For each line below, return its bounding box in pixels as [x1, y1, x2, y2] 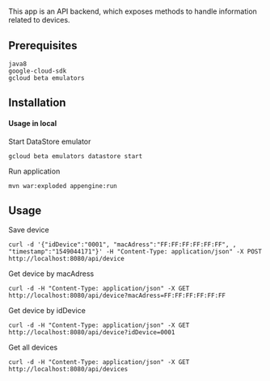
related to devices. [8, 15, 70, 25]
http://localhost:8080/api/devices [8, 366, 129, 374]
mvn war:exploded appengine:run [8, 182, 117, 190]
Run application [8, 166, 61, 176]
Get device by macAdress [8, 269, 95, 278]
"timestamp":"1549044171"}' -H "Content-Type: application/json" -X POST [8, 248, 263, 256]
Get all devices [8, 342, 58, 353]
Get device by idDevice [8, 306, 86, 316]
